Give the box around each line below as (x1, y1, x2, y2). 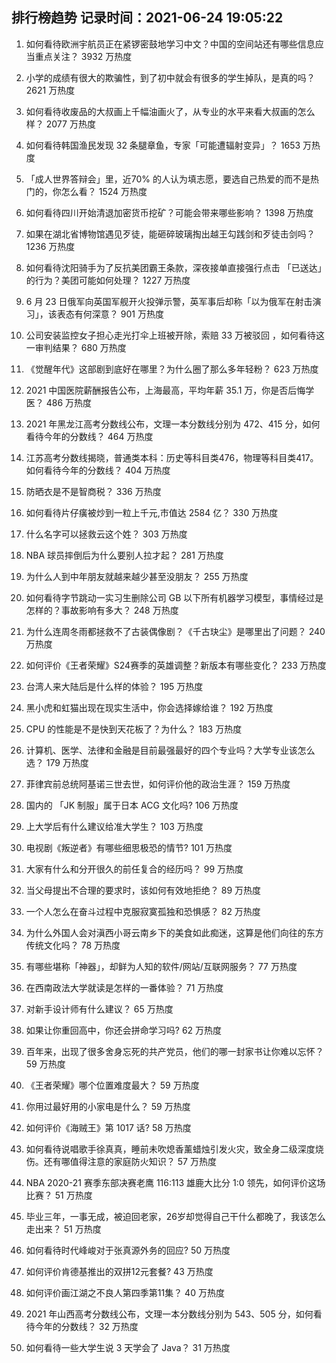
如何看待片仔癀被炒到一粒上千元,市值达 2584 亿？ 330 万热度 (25, 506, 279, 518)
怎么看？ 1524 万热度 (60, 185, 148, 197)
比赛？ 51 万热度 (25, 1189, 93, 1201)
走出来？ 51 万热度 (25, 1223, 102, 1235)
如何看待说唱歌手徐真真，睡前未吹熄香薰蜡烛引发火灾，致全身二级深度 (25, 1143, 316, 1155)
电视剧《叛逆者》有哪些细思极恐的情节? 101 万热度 (25, 841, 233, 853)
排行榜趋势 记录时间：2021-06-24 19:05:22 (11, 9, 284, 27)
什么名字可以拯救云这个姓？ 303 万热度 (25, 528, 188, 540)
